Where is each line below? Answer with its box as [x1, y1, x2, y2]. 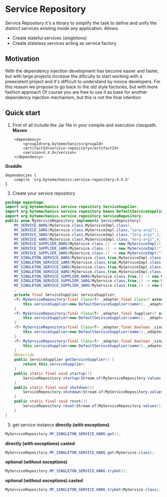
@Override [14, 353, 35, 358]
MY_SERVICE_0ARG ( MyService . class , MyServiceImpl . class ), [14, 223, 133, 228]
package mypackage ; [5, 200, 46, 205]
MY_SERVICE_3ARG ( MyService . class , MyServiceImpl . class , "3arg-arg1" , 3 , [14, 232, 162, 237]
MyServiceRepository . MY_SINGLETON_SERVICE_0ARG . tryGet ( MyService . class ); [5, 487, 162, 493]
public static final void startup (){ [14, 371, 92, 376]
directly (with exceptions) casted [5, 440, 76, 446]
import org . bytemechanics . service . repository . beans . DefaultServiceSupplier [5, 209, 166, 214]
